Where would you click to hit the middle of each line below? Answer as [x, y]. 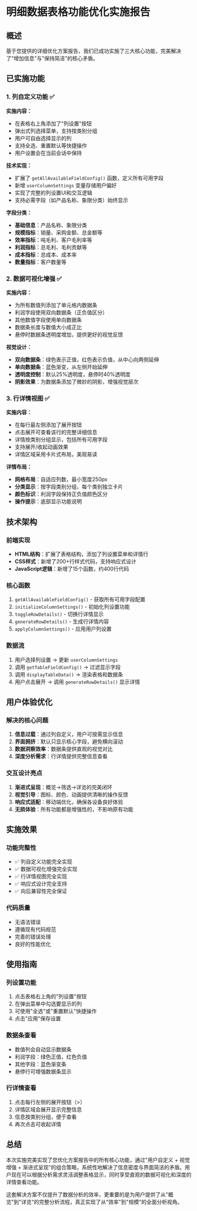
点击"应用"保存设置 [38, 1019]
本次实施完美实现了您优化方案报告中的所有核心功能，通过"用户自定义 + [92, 1160]
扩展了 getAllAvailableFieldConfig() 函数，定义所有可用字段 [89, 178]
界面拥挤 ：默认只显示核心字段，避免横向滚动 [69, 742]
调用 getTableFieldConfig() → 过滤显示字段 [68, 667]
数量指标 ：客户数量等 [40, 262]
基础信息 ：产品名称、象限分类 [51, 225]
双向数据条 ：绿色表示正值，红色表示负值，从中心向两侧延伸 [87, 359]
